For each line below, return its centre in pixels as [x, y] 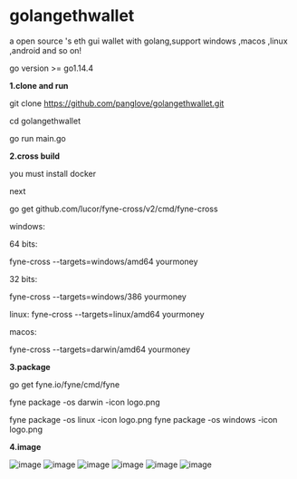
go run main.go [38, 138]
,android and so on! [46, 50]
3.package [30, 367]
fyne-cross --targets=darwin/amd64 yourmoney [100, 349]
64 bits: [24, 244]
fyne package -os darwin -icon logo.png [85, 402]
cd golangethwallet [45, 121]
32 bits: [24, 279]
